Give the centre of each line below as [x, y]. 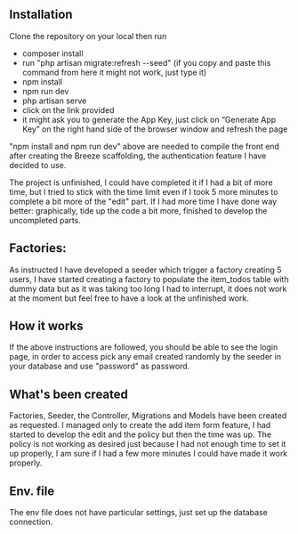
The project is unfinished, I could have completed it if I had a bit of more [141, 182]
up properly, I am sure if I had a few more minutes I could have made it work [149, 454]
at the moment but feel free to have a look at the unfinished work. [129, 298]
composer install [52, 53]
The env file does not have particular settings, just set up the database [139, 513]
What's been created [69, 394]
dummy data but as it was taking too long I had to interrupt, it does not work [148, 288]
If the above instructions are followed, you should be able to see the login [144, 347]
